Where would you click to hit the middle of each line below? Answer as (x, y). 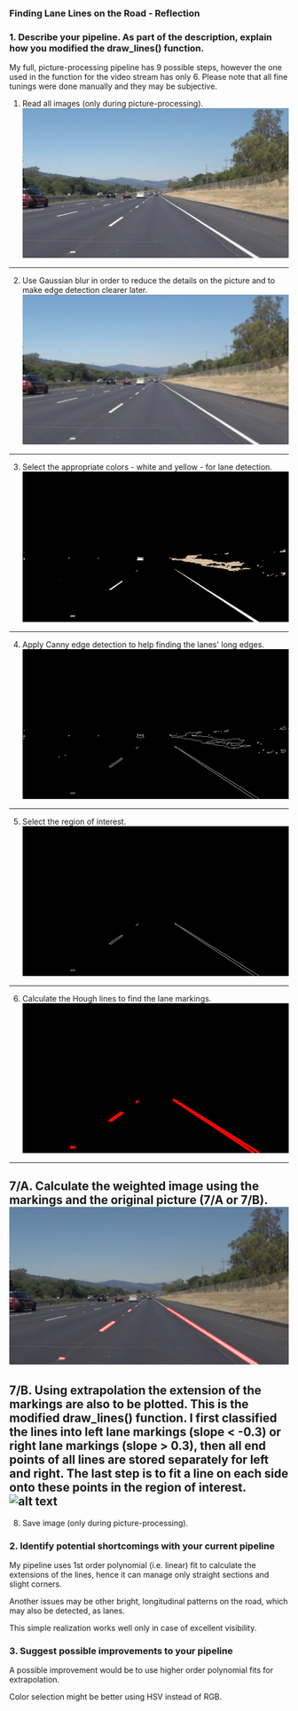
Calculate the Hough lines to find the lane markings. (117, 998)
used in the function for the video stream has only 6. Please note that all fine (149, 77)
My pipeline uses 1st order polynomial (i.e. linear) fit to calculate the (133, 1564)
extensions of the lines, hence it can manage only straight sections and (139, 1574)
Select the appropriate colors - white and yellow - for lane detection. (147, 467)
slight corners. (35, 1584)
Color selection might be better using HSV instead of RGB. (116, 1697)
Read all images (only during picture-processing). (113, 104)
